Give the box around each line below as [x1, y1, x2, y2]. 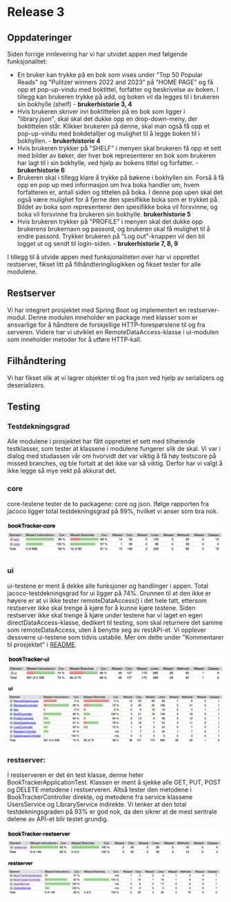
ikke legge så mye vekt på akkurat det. [7, 467, 117, 475]
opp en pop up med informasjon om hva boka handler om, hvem [17, 181, 200, 189]
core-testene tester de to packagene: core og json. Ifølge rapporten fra [7, 499, 209, 508]
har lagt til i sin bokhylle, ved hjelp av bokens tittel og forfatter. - [17, 159, 199, 166]
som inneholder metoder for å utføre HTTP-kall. [7, 335, 142, 343]
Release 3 [7, 4, 65, 20]
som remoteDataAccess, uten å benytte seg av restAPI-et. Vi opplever [7, 626, 207, 634]
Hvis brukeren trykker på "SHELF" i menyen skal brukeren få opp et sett [17, 144, 222, 152]
